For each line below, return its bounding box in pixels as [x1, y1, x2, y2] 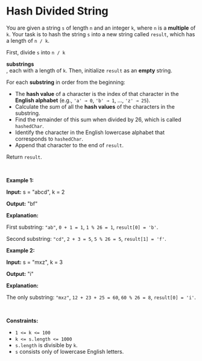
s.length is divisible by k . [14, 341, 78, 348]
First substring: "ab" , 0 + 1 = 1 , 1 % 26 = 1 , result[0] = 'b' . [6, 223, 159, 231]
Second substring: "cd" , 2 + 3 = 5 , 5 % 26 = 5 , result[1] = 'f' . [6, 235, 167, 242]
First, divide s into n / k [6, 48, 66, 56]
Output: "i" [6, 270, 34, 277]
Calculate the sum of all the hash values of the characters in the [14, 103, 175, 110]
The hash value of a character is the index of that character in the [14, 90, 179, 97]
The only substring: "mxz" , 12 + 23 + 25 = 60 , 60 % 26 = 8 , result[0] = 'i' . [6, 293, 196, 301]
